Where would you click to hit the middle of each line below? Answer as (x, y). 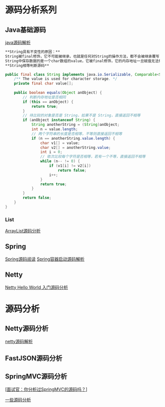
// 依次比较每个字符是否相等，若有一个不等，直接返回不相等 (93, 157)
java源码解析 (18, 43)
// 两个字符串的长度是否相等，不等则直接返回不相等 (77, 134)
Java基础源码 (26, 30)
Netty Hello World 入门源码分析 (37, 287)
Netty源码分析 (27, 329)
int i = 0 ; (51, 152)
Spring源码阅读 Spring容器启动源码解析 (45, 259)
